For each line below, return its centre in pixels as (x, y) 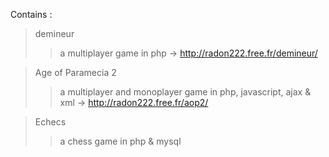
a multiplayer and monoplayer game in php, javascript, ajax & (185, 92)
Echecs (50, 122)
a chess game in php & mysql (120, 141)
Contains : (31, 14)
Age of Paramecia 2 (75, 72)
